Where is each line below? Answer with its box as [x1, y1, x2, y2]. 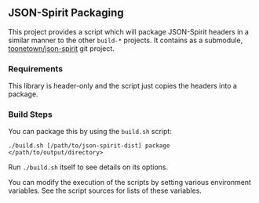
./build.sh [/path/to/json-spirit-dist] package [8, 142, 170, 150]
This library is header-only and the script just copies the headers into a [8, 82, 238, 91]
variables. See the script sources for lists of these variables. [8, 186, 202, 195]
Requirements [8, 63, 64, 74]
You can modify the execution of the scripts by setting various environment [8, 178, 251, 187]
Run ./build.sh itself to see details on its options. [8, 162, 169, 172]
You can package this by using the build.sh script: [8, 127, 173, 136]
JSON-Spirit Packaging [8, 6, 124, 20]
